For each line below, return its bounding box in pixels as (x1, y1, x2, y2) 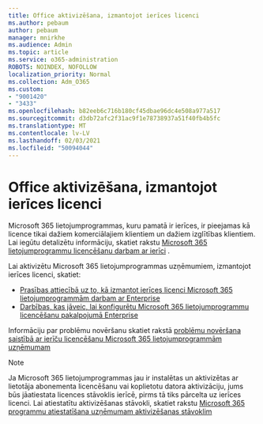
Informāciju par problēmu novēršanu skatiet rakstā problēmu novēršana (8, 326, 242, 335)
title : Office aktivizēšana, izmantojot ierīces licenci (8, 11, 200, 20)
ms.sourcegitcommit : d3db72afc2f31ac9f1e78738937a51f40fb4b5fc (8, 115, 221, 123)
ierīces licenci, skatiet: (8, 270, 81, 279)
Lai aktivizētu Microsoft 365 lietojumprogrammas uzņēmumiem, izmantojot (8, 262, 251, 271)
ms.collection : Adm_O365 (8, 78, 90, 85)
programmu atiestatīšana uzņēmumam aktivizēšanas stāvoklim (8, 407, 212, 416)
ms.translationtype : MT (8, 122, 87, 130)
